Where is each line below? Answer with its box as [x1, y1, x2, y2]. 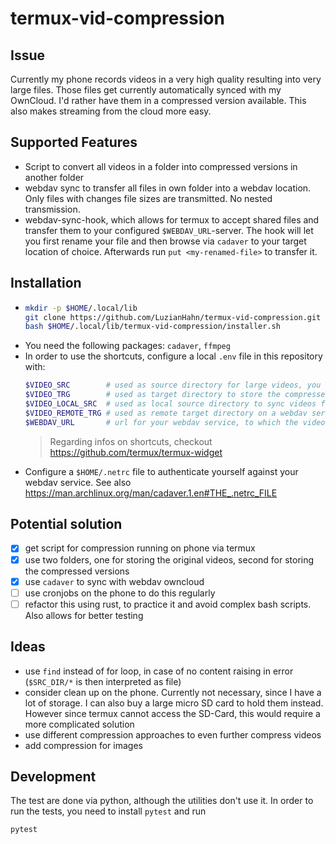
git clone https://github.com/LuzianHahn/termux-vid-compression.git [24, 312, 322, 322]
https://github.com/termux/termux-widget [49, 446, 223, 458]
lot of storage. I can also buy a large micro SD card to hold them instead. [24, 697, 324, 709]
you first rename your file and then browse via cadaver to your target [24, 235, 307, 247]
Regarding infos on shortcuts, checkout [49, 435, 213, 447]
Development [10, 768, 97, 785]
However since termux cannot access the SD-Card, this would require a [24, 707, 321, 719]
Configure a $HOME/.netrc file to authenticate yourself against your [24, 465, 299, 477]
